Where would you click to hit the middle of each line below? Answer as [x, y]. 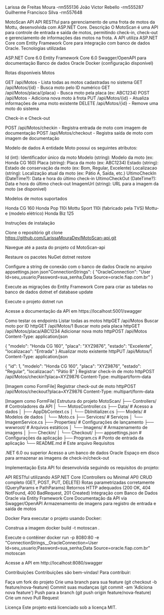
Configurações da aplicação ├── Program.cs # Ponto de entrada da [74, 438]
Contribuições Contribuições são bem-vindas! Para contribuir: [68, 572]
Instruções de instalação [30, 223]
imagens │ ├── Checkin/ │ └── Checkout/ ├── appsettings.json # [73, 433]
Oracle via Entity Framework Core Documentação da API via [66, 498]
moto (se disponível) [26, 189]
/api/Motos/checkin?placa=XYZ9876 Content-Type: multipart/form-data [78, 377]
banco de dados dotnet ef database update [49, 292]
